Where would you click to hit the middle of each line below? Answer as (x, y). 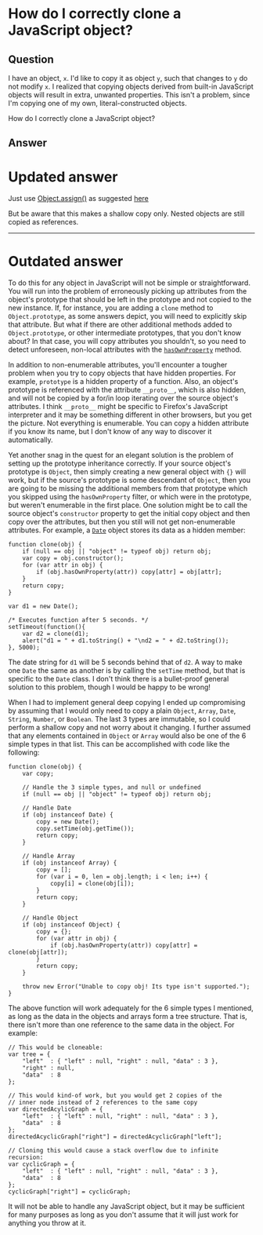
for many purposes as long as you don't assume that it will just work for (123, 1215)
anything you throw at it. (47, 1223)
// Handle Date (47, 808)
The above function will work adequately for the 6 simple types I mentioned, (131, 1008)
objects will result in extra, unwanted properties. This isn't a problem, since (129, 95)
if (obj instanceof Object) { (72, 925)
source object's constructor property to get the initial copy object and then (129, 513)
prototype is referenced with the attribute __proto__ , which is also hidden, (127, 390)
